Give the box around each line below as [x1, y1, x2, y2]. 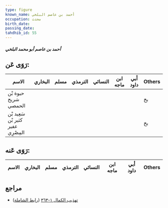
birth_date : [5, 21, 30, 26]
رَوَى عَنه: [5, 146, 30, 155]
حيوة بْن [7, 90, 24, 97]
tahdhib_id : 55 [5, 30, 37, 35]
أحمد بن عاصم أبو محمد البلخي [5, 46, 61, 52]
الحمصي [7, 102, 26, 109]
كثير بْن [7, 117, 23, 124]
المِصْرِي [7, 129, 25, 136]
